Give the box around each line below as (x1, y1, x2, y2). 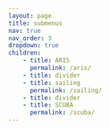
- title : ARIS (22, 57, 70, 65)
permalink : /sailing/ (29, 86, 103, 95)
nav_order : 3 (8, 34, 52, 42)
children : (8, 49, 42, 57)
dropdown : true (8, 42, 59, 50)
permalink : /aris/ (29, 64, 92, 72)
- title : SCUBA (22, 101, 74, 109)
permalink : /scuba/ (29, 109, 95, 117)
